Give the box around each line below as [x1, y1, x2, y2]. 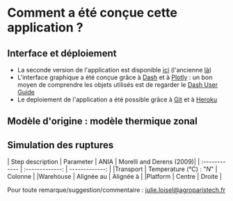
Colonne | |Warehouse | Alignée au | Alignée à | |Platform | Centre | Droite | [7, 172, 223, 181]
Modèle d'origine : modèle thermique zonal [7, 115, 198, 127]
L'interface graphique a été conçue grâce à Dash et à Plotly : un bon [17, 73, 213, 81]
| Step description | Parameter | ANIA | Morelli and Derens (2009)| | [7, 158, 200, 166]
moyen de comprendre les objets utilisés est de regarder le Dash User [17, 81, 218, 88]
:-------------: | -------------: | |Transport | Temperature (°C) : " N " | [24, 165, 218, 173]
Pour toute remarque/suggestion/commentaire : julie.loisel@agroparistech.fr [7, 186, 226, 194]
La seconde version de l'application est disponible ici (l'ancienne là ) [17, 66, 212, 74]
